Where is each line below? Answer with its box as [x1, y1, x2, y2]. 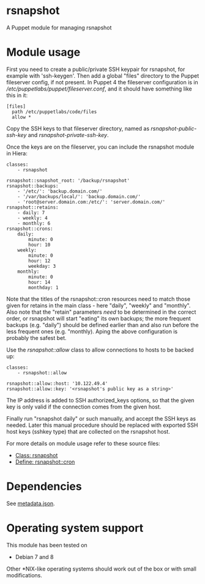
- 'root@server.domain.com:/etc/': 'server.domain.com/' [17, 199, 166, 205]
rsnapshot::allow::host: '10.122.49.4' [6, 380, 108, 386]
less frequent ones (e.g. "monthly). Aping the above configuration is [6, 328, 178, 335]
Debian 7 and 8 [15, 553, 54, 560]
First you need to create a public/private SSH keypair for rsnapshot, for [6, 65, 185, 73]
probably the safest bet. [6, 334, 67, 341]
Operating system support [6, 521, 144, 535]
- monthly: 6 [17, 220, 51, 226]
